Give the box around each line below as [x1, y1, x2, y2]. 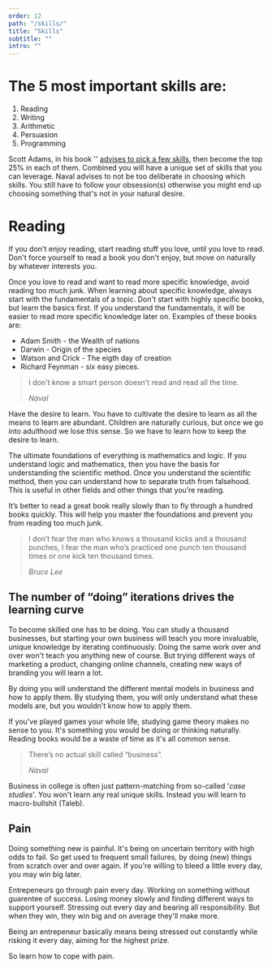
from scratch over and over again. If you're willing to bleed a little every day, [8, 860, 263, 870]
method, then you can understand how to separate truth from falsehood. [8, 477, 251, 486]
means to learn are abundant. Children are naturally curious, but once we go [8, 417, 264, 427]
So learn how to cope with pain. [8, 951, 115, 961]
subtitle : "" [8, 34, 53, 43]
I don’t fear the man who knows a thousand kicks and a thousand [28, 534, 247, 543]
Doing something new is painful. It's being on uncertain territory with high [8, 843, 255, 853]
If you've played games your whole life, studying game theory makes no [8, 716, 250, 726]
